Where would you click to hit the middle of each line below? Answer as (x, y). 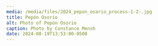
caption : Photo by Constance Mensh (51, 28)
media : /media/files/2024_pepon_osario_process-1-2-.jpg (79, 12)
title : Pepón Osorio (32, 17)
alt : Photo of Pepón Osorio (42, 23)
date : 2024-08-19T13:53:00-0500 (47, 34)
